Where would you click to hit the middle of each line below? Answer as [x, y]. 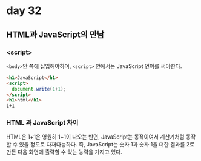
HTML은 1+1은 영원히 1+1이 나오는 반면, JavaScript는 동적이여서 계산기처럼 [95, 137]
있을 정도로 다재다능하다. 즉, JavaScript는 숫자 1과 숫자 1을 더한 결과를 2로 [107, 145]
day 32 [24, 11]
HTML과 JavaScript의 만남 [55, 34]
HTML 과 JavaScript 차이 [42, 123]
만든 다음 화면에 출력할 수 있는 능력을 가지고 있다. [64, 152]
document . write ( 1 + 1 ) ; [39, 89]
